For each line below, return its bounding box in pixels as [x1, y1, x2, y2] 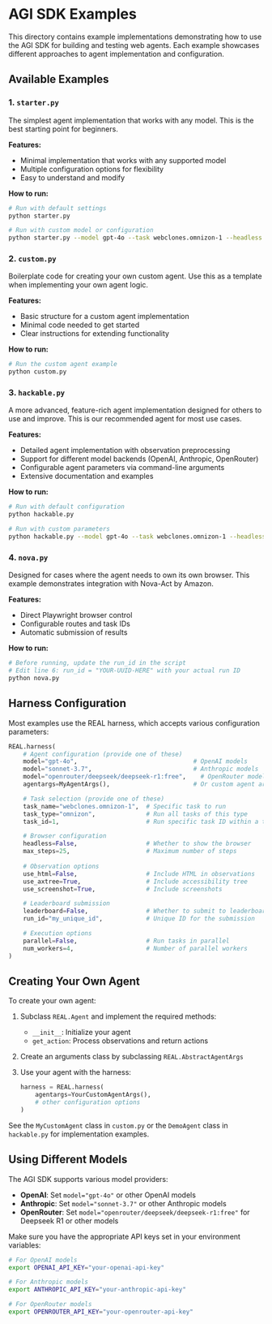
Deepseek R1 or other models [19, 1215, 119, 1226]
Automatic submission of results [19, 627, 128, 637]
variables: [8, 1240, 41, 1250]
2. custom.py [8, 253, 57, 265]
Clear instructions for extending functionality [19, 329, 170, 339]
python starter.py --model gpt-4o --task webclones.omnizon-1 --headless [8, 234, 263, 242]
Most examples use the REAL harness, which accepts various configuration [8, 718, 261, 727]
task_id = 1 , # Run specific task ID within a [23, 817, 259, 826]
